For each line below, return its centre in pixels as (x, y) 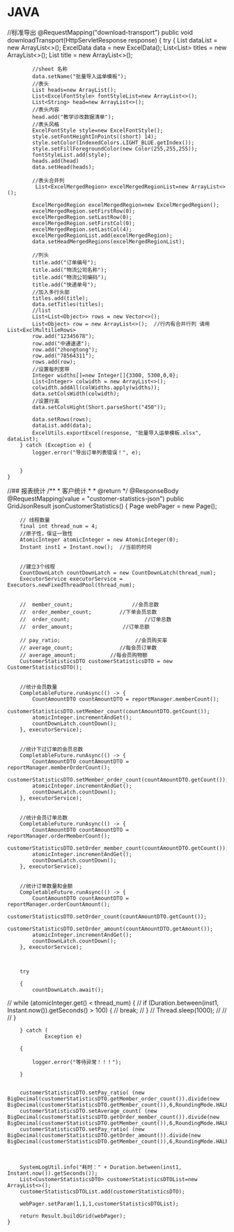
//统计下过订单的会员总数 (52, 749)
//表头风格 (46, 124)
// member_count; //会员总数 (89, 604)
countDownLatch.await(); (68, 990)
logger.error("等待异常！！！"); (77, 1062)
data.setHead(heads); (64, 167)
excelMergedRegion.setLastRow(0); (82, 217)
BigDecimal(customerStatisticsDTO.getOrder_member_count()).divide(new (113, 1117)
